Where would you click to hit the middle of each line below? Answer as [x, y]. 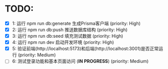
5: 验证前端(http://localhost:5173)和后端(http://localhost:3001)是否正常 [85, 49]
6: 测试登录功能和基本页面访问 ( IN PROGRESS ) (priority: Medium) [80, 61]
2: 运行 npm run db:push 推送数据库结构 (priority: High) [70, 30]
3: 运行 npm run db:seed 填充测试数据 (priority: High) [68, 36]
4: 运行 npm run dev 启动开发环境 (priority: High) [63, 42]
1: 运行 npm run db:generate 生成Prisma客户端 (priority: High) [76, 23]
